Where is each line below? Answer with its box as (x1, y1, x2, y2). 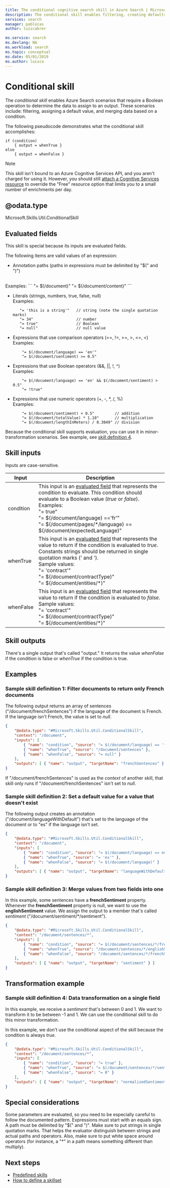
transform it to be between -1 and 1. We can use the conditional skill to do (5, 1011, 158, 1017)
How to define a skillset (12, 1177, 62, 1183)
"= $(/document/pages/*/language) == (38, 521, 133, 528)
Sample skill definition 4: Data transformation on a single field (5, 995, 160, 1002)
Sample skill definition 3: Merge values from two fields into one (5, 885, 163, 893)
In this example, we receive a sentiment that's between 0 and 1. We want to (5, 1006, 162, 1012)
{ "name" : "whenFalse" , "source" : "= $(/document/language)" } (23, 860, 159, 865)
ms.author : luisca (5, 59, 44, 64)
